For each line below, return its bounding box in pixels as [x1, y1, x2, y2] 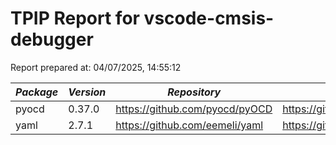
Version [68, 85, 107, 99]
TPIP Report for [10, 7, 140, 30]
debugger [10, 28, 94, 51]
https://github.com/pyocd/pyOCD [115, 102, 273, 116]
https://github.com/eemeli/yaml [115, 118, 264, 132]
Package [15, 85, 59, 99]
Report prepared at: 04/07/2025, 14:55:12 [10, 61, 182, 73]
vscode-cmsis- [143, 7, 275, 30]
